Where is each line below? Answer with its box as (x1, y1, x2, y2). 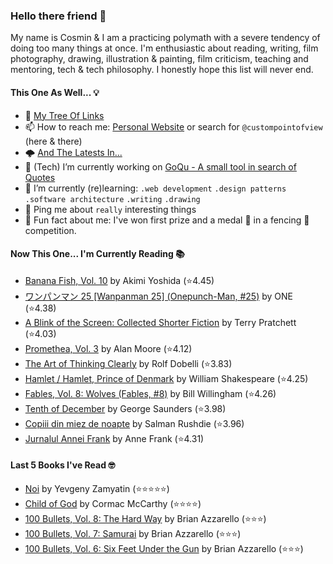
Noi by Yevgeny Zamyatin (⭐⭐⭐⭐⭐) (24, 482, 170, 494)
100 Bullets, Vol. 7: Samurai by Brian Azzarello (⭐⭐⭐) (24, 527, 242, 539)
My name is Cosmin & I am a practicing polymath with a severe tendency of (10, 32, 321, 44)
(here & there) (24, 135, 83, 147)
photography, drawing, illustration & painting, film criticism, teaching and (10, 53, 309, 65)
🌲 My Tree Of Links (24, 109, 105, 121)
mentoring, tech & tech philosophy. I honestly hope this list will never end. (10, 64, 314, 76)
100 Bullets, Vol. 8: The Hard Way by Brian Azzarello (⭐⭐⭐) (24, 512, 267, 524)
